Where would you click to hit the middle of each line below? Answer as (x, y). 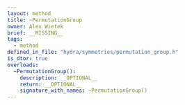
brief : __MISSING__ (35, 33)
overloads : (23, 65)
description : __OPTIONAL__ (59, 78)
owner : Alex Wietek (35, 26)
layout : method (29, 13)
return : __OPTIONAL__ (51, 84)
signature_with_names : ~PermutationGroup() (84, 90)
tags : (15, 39)
